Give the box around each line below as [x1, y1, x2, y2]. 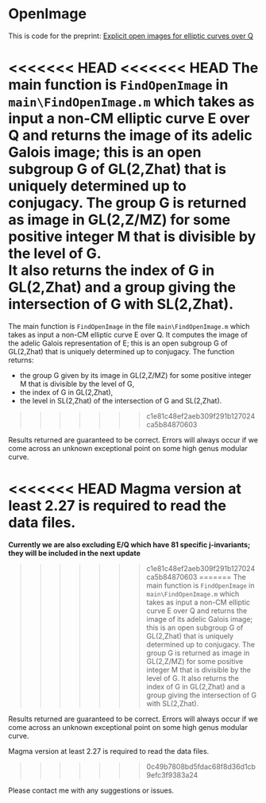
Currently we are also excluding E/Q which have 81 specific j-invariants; [8, 539, 251, 549]
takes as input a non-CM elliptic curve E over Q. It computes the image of [8, 330, 249, 339]
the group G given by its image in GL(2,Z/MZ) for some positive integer [19, 370, 252, 380]
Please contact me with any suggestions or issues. [8, 786, 175, 795]
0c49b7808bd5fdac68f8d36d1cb [146, 762, 256, 771]
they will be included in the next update [8, 548, 141, 558]
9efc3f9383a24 [146, 770, 199, 779]
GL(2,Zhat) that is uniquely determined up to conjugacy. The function [8, 346, 235, 356]
